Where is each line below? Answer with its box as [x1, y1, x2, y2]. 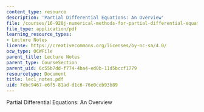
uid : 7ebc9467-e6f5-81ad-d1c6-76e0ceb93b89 [6, 82, 118, 88]
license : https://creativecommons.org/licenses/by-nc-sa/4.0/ [6, 43, 167, 49]
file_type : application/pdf [6, 25, 78, 32]
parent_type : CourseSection [6, 59, 78, 65]
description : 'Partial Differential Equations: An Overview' [6, 15, 165, 21]
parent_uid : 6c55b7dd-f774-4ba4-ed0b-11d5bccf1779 [6, 65, 137, 71]
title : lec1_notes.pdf [6, 76, 64, 82]
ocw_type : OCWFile [6, 48, 53, 54]
